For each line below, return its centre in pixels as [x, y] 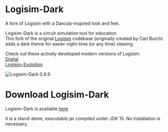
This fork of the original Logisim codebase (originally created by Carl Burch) [84, 38]
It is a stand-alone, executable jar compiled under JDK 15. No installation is [83, 118]
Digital [12, 59]
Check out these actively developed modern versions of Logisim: [73, 54]
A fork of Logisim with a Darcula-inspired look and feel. [63, 23]
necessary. [17, 124]
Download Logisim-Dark [57, 95]
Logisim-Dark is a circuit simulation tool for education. [61, 33]
